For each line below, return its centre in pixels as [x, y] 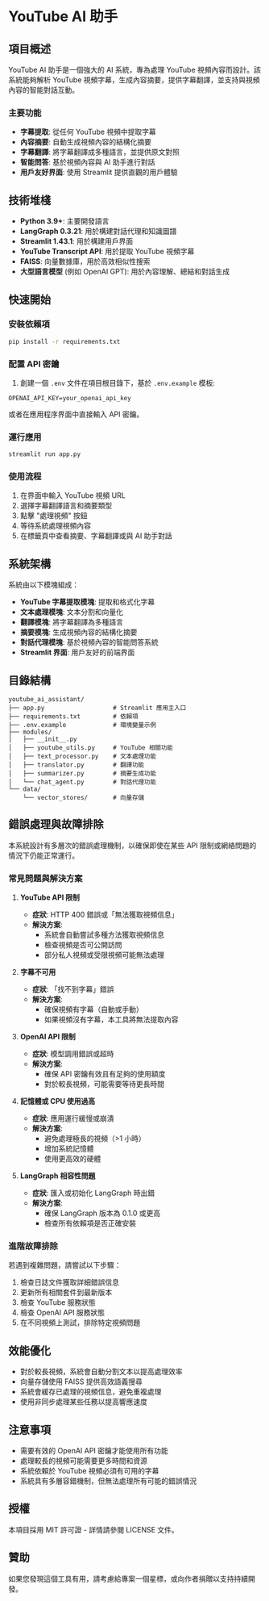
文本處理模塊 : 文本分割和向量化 [71, 612]
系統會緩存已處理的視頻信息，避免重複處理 [91, 1392]
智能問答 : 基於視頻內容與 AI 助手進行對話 [87, 162]
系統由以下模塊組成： [43, 585]
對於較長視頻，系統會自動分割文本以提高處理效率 [101, 1372]
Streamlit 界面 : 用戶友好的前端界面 [77, 652]
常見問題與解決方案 [46, 878]
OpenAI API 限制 [48, 1037]
